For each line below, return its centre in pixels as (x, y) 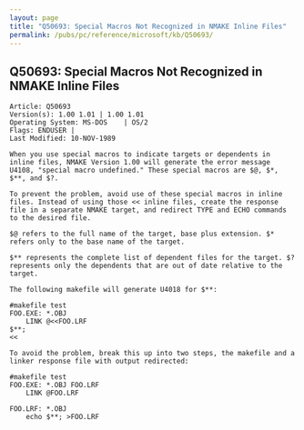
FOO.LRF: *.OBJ (38, 409)
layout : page (34, 18)
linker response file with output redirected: (99, 361)
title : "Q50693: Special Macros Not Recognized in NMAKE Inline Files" (148, 26)
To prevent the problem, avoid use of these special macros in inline (146, 195)
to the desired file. (51, 218)
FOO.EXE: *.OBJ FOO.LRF (55, 385)
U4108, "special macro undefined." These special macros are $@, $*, (144, 170)
